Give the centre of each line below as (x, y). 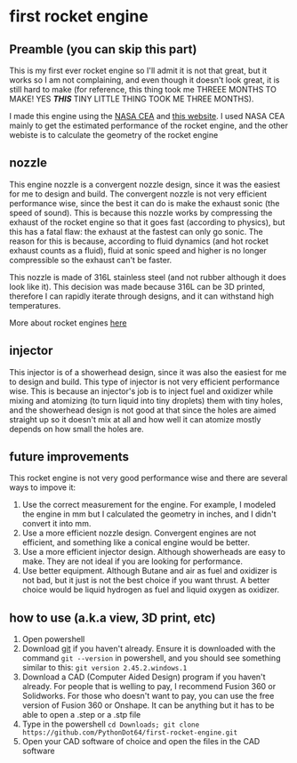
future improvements (69, 457)
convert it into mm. (56, 524)
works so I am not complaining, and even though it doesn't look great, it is (144, 80)
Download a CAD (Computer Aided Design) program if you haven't (144, 677)
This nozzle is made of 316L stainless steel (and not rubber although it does (148, 277)
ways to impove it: (43, 487)
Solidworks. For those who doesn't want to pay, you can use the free (148, 696)
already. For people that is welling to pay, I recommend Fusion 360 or (149, 687)
